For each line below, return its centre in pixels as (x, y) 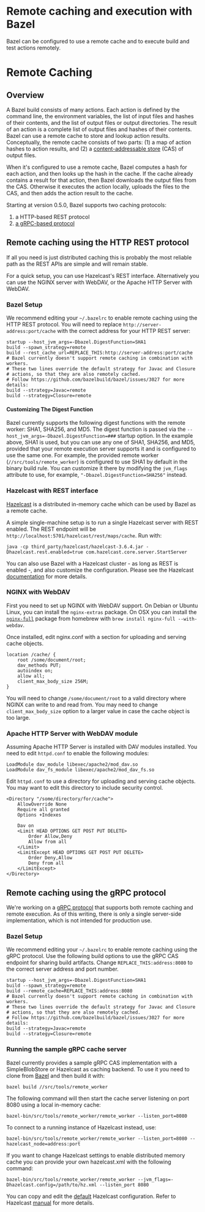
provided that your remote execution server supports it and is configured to (101, 449)
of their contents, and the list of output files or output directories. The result (102, 122)
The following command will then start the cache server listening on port (98, 1098)
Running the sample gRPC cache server (67, 1049)
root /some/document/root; (52, 660)
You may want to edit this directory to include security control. (85, 788)
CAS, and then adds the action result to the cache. (70, 193)
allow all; (31, 676)
